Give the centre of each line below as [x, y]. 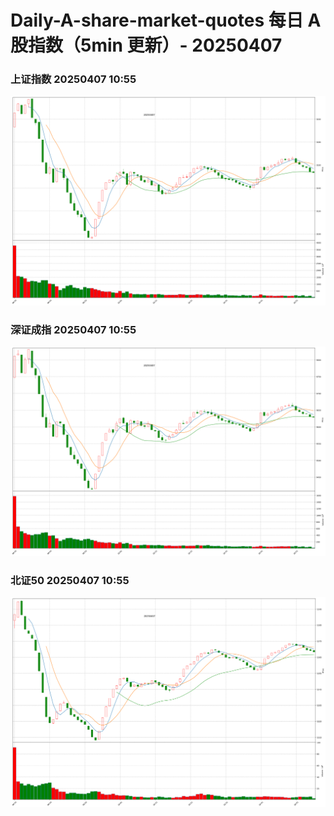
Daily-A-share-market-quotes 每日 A [166, 20]
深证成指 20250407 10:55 [73, 330]
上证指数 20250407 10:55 [73, 79]
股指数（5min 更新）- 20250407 [146, 45]
